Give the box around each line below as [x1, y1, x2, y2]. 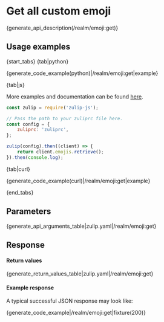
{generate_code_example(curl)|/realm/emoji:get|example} [6, 177, 151, 184]
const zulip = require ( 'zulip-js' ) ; [6, 105, 99, 111]
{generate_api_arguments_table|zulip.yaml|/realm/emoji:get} [6, 222, 157, 230]
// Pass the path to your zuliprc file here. [6, 115, 123, 121]
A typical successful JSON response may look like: [6, 297, 133, 304]
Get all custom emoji [6, 4, 111, 18]
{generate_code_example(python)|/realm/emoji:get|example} [6, 69, 159, 77]
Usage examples [6, 42, 71, 52]
